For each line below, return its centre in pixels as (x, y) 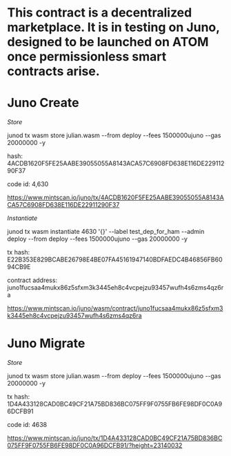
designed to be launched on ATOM (108, 42)
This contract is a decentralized (100, 13)
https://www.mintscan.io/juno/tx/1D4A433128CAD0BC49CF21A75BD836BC (115, 438)
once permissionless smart (87, 57)
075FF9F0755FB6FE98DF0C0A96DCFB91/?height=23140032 (95, 446)
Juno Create (43, 103)
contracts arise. (53, 71)
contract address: (32, 280)
